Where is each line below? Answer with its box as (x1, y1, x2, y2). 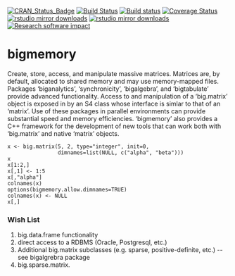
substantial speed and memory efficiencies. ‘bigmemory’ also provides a (7, 114, 218, 123)
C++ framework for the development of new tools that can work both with (7, 122, 222, 130)
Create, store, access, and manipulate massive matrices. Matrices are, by (7, 69, 220, 77)
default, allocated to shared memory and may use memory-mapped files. (7, 77, 220, 85)
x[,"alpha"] (7, 173, 42, 181)
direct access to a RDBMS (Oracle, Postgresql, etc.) (17, 238, 167, 246)
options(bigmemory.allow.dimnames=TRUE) (7, 186, 128, 193)
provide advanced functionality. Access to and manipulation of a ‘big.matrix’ (7, 92, 228, 100)
